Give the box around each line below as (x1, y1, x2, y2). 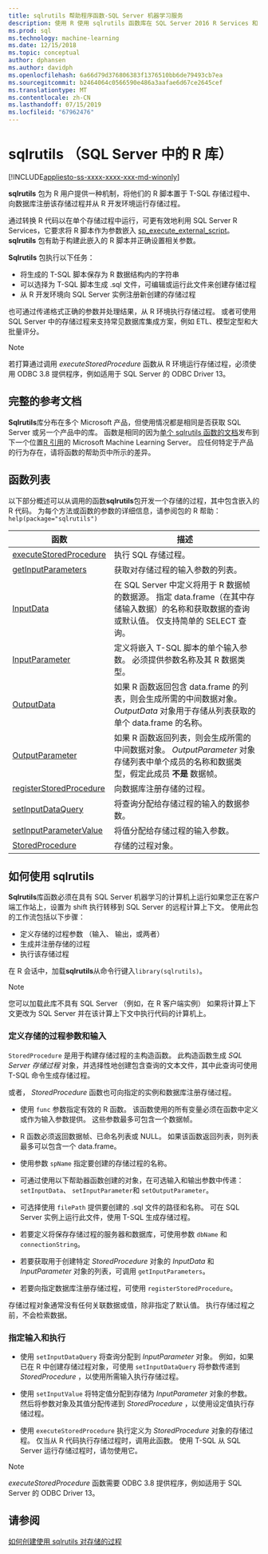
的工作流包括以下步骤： (8, 912, 85, 922)
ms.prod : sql (8, 26, 52, 34)
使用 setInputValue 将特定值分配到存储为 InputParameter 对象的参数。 (19, 1389, 252, 1398)
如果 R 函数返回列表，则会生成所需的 (113, 732, 251, 743)
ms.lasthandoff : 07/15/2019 (8, 101, 102, 109)
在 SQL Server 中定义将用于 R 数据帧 (113, 579, 251, 590)
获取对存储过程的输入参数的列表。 (113, 564, 242, 576)
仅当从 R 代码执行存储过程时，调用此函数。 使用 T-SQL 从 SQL (35, 1436, 242, 1445)
